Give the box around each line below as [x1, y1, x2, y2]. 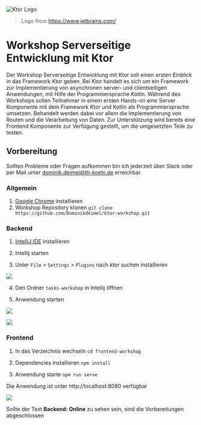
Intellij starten [14, 250, 49, 257]
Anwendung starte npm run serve [14, 371, 98, 378]
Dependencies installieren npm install [14, 359, 111, 366]
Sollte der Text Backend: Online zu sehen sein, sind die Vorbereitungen [6, 405, 184, 412]
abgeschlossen [6, 412, 44, 419]
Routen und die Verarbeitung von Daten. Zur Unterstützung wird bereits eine [6, 116, 196, 123]
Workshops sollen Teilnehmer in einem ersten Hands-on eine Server [6, 96, 176, 104]
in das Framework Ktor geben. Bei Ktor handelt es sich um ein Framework [6, 77, 189, 84]
